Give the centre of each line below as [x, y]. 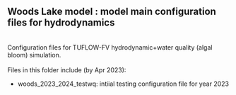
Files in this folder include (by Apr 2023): [67, 69]
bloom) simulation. [34, 55]
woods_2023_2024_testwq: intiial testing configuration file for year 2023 [123, 84]
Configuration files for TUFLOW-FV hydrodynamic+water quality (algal [110, 47]
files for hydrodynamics [61, 23]
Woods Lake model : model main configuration [112, 12]
